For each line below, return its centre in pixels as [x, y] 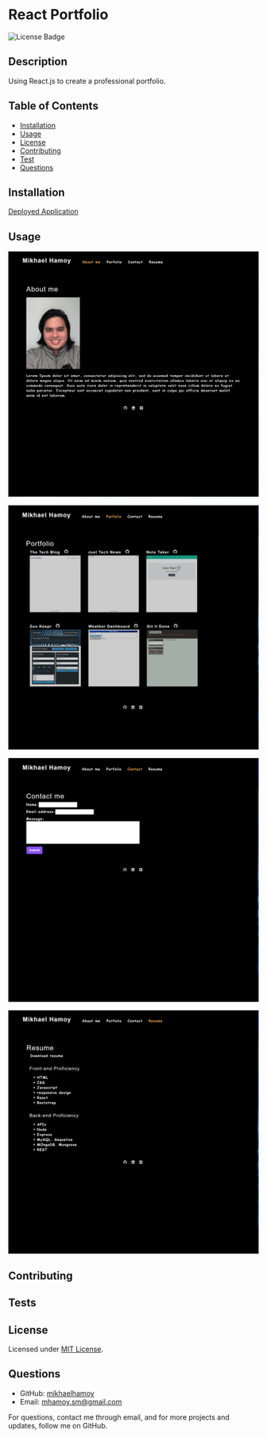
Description [38, 62]
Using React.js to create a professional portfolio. [87, 80]
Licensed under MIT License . [56, 1349]
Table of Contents [54, 106]
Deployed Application [43, 212]
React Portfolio [58, 15]
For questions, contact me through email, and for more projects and [119, 1417]
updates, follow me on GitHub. [58, 1425]
